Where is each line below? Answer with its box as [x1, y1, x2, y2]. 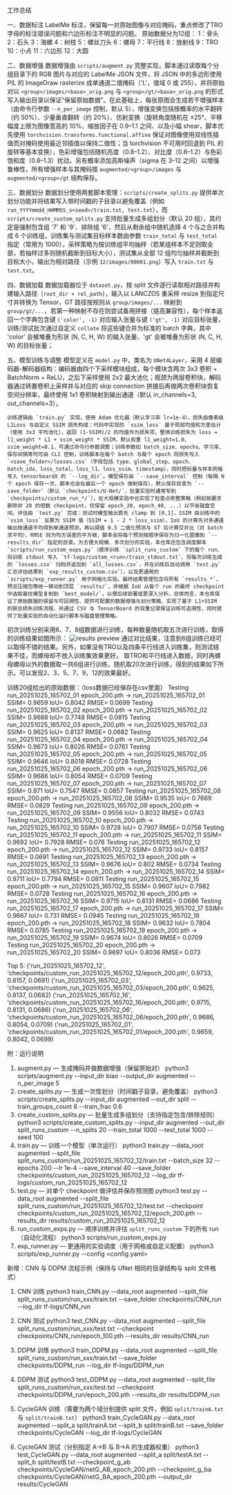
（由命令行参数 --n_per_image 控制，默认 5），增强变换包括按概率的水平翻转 [7, 104, 223, 113]
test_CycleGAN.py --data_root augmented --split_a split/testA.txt [17, 1451, 202, 1458]
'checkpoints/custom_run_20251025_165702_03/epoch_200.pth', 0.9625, [7, 984, 215, 992]
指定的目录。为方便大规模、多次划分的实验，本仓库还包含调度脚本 [47, 539, 207, 546]
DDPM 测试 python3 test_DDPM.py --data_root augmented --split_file [17, 1375, 215, 1384]
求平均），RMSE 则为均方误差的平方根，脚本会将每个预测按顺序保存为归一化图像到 [7, 532, 205, 538]
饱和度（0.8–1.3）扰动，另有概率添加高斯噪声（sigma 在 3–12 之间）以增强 [7, 156, 220, 164]
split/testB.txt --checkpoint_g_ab [37, 1458, 131, 1466]
